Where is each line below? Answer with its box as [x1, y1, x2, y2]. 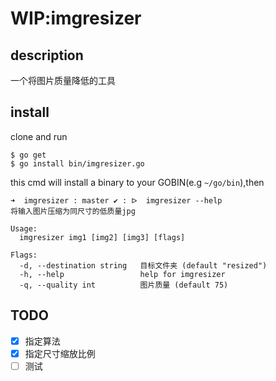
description [10, 47, 84, 64]
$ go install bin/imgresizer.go [10, 158, 145, 169]
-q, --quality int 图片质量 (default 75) [19, 280, 229, 290]
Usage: [10, 223, 38, 234]
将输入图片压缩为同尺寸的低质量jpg [10, 206, 136, 216]
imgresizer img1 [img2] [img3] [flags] [19, 232, 186, 242]
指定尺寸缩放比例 [24, 347, 96, 359]
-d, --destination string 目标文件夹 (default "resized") [19, 260, 268, 271]
